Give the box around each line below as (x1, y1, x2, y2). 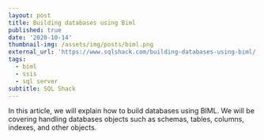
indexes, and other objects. (8, 123, 97, 132)
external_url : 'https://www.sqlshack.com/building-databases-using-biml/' (8, 48, 260, 56)
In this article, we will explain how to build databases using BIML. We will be (8, 106, 255, 116)
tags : (8, 56, 26, 64)
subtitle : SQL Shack (8, 84, 77, 93)
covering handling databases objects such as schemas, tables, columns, (8, 115, 245, 124)
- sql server (15, 77, 58, 85)
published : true (8, 26, 62, 34)
